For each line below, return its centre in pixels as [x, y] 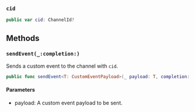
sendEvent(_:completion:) [43, 54]
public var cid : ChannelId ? [40, 20]
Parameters [20, 90]
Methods [23, 38]
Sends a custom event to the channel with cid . [62, 66]
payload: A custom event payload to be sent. [69, 103]
